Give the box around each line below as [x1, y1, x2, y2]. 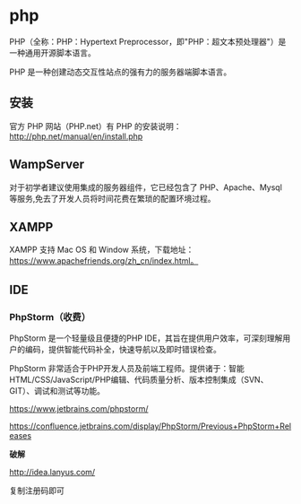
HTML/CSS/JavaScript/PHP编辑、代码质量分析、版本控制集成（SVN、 [9, 374, 269, 386]
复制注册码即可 [9, 485, 64, 496]
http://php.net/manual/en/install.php [9, 131, 143, 142]
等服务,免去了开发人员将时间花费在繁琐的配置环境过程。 [9, 193, 217, 204]
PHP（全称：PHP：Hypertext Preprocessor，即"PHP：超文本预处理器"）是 [9, 36, 287, 47]
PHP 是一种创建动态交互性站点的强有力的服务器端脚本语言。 [9, 66, 232, 77]
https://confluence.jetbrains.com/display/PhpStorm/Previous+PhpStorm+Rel [9, 421, 292, 431]
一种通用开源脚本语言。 [9, 47, 96, 58]
